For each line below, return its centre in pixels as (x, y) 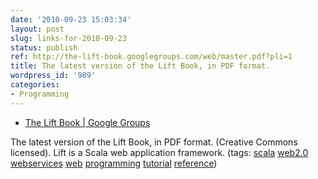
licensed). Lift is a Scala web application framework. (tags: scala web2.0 (159, 152)
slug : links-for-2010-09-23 (69, 38)
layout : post (37, 29)
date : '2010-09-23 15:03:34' (71, 19)
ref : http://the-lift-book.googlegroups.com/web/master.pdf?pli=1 (151, 57)
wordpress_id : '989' (53, 76)
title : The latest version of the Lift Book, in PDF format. (140, 66)
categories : (35, 85)
